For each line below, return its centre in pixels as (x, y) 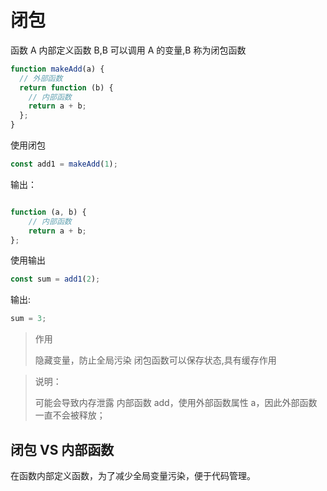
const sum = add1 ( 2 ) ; (55, 279)
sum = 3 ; (28, 319)
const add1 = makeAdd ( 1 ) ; (64, 164)
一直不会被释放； (70, 415)
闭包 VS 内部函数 (62, 449)
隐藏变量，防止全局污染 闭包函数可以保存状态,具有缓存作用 (155, 360)
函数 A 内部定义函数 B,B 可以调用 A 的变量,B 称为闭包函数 (128, 50)
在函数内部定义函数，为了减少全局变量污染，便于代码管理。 (133, 475)
